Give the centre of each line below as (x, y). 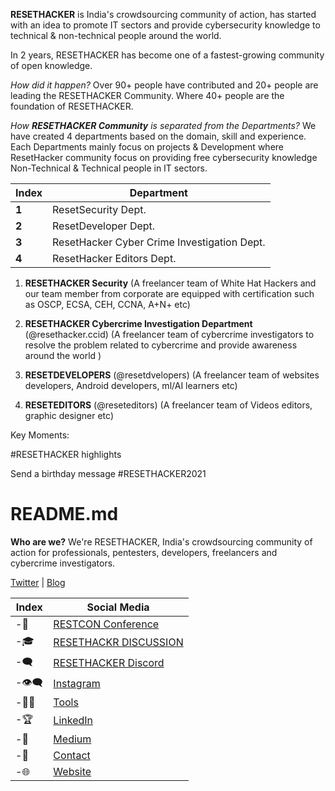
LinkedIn (73, 721)
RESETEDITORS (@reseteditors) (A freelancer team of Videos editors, (168, 405)
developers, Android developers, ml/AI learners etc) (131, 385)
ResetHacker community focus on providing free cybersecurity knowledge (164, 157)
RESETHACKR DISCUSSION (118, 642)
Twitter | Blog (38, 582)
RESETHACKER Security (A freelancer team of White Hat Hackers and (170, 283)
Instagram (77, 684)
